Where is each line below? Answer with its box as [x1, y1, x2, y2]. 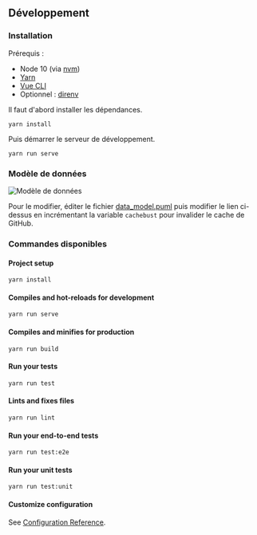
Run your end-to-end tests [8, 431, 99, 440]
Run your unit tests [8, 465, 73, 474]
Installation [8, 30, 53, 41]
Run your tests [8, 362, 58, 372]
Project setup [8, 258, 54, 268]
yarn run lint [8, 414, 56, 422]
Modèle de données [8, 167, 87, 179]
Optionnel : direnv [19, 89, 79, 99]
